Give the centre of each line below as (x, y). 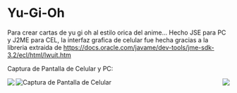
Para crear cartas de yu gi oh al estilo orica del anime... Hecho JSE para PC (117, 32)
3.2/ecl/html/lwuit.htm (39, 55)
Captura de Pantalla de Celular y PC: (60, 68)
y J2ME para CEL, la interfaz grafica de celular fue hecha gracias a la (108, 39)
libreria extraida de (35, 47)
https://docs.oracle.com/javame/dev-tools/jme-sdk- (139, 47)
